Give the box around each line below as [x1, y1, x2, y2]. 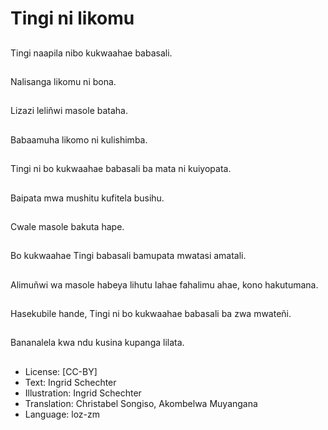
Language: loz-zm [24, 408, 101, 420]
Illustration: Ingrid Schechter [24, 387, 142, 399]
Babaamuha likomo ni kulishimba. [10, 133, 148, 146]
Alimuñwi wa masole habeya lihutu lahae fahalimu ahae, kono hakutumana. [10, 278, 319, 291]
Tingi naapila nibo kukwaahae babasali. [10, 47, 173, 59]
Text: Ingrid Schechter [24, 376, 117, 388]
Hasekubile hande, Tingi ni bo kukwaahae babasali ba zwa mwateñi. [10, 308, 292, 320]
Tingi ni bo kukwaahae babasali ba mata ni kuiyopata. [10, 163, 232, 175]
